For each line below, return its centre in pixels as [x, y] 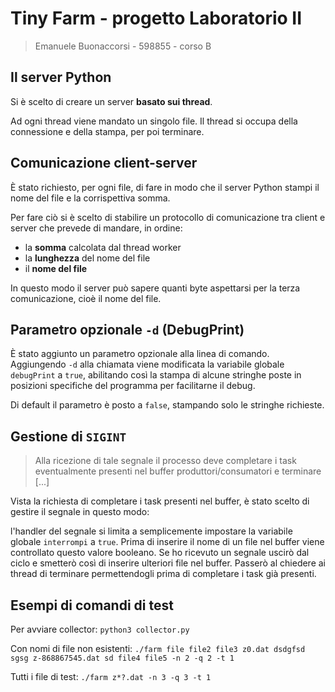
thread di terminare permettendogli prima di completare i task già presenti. [163, 574]
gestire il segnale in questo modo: [80, 512]
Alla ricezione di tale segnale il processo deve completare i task [165, 461]
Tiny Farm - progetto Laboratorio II [156, 18]
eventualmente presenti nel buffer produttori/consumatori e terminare [178, 471]
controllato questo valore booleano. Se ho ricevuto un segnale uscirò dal [160, 553]
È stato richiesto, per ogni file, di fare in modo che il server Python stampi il [165, 187]
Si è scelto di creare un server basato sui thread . [111, 101]
